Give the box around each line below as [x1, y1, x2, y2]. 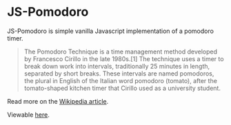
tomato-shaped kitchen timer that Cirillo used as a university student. [23, 84, 221, 92]
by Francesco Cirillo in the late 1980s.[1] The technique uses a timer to [23, 54, 224, 62]
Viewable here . [7, 111, 50, 119]
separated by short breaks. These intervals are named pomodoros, [23, 69, 214, 78]
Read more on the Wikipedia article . [7, 97, 109, 105]
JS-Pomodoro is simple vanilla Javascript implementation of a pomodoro [7, 27, 214, 35]
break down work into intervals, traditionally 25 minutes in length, [23, 62, 210, 70]
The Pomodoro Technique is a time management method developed [23, 47, 218, 56]
